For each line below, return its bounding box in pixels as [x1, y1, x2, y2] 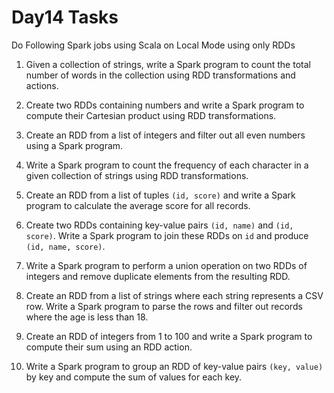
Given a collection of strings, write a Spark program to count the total [25, 58, 311, 70]
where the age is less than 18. [25, 311, 149, 323]
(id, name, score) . [25, 240, 106, 252]
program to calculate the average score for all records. [25, 199, 251, 211]
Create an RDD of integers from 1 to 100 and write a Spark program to [25, 330, 313, 342]
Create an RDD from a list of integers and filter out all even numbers [25, 129, 306, 141]
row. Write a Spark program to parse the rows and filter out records [25, 300, 303, 312]
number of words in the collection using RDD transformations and [25, 69, 296, 81]
